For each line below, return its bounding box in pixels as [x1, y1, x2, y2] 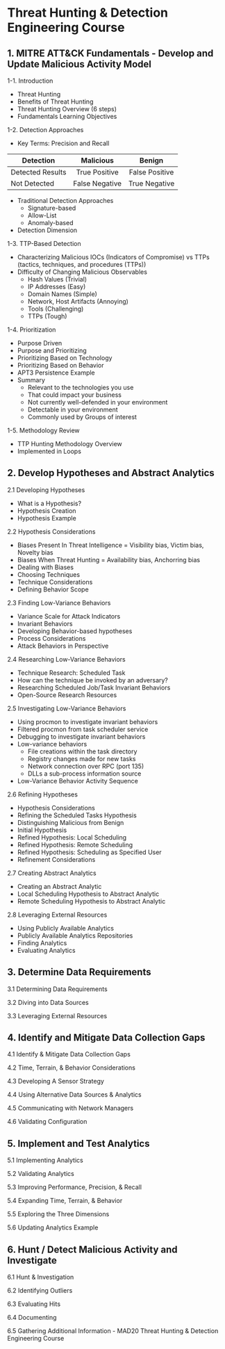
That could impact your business [27, 391, 122, 399]
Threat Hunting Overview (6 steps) [17, 105, 117, 113]
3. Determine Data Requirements [7, 966, 151, 978]
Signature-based [27, 204, 76, 212]
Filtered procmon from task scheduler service [17, 725, 149, 733]
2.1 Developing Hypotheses [7, 485, 85, 494]
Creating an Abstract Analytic [17, 882, 102, 890]
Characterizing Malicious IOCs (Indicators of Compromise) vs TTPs [17, 253, 210, 261]
